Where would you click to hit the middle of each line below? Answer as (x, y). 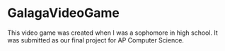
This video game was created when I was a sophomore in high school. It (112, 33)
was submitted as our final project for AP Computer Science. (96, 40)
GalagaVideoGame (64, 13)
